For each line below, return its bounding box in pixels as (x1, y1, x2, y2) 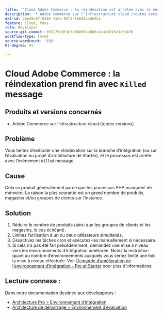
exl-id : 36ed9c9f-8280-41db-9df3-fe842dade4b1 (5, 16, 101, 21)
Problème (5, 135, 35, 143)
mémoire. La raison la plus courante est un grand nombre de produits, (5, 190, 145, 196)
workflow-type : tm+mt (5, 34, 49, 39)
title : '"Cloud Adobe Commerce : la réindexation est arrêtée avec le (5, 7, 151, 12)
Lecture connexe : (5, 277, 61, 285)
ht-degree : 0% (5, 43, 34, 48)
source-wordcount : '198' (5, 39, 55, 44)
